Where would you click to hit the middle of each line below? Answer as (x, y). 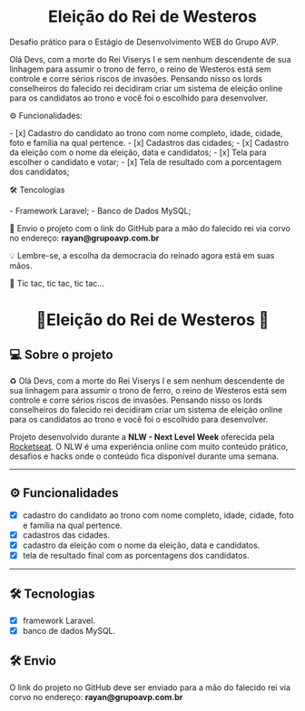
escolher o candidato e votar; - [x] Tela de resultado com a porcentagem (146, 161)
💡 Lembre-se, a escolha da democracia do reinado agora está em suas (142, 255)
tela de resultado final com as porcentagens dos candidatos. (136, 555)
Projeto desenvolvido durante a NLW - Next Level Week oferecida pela (142, 436)
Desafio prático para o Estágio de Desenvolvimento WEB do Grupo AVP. (144, 42)
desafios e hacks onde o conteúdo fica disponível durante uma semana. (144, 456)
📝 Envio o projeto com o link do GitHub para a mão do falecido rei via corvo (150, 228)
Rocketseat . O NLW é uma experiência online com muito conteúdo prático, (149, 446)
